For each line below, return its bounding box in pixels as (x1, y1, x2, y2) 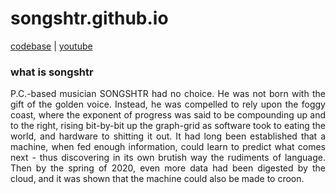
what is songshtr (10, 65, 94, 79)
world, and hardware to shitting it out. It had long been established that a (10, 130, 326, 142)
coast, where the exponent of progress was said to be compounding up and (10, 109, 326, 121)
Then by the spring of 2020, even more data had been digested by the (10, 162, 326, 174)
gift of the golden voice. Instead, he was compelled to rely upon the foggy (10, 98, 326, 111)
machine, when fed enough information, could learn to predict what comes (10, 141, 326, 153)
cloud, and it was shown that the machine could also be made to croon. (10, 173, 305, 185)
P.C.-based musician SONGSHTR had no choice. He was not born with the (10, 88, 326, 100)
